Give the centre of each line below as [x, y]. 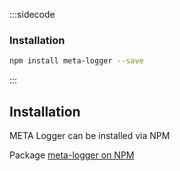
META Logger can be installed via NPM [90, 135]
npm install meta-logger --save [76, 61]
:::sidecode [32, 14]
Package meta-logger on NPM [72, 155]
